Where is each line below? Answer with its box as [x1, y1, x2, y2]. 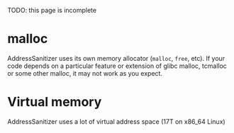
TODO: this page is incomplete [7, 6, 97, 14]
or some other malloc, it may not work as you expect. [7, 69, 163, 77]
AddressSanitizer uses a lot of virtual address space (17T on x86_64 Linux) [7, 117, 225, 126]
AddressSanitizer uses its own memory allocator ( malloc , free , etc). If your [7, 54, 225, 62]
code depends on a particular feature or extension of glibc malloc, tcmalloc [7, 62, 227, 70]
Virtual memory [7, 94, 102, 110]
